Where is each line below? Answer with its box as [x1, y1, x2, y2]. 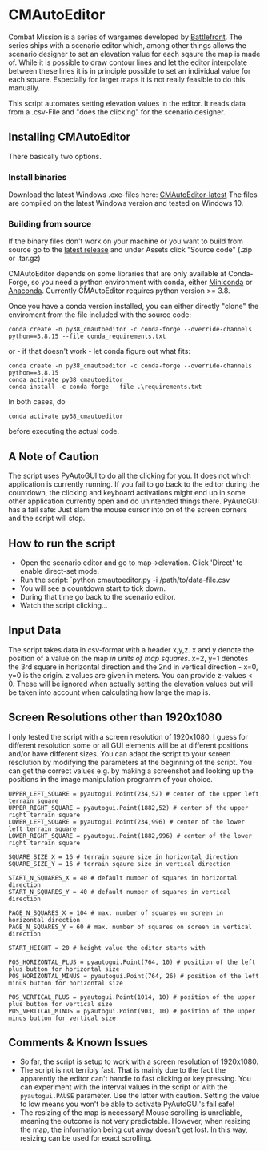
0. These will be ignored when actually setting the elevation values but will [8, 679, 254, 688]
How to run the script [8, 536, 116, 550]
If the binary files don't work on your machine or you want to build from [8, 236, 244, 246]
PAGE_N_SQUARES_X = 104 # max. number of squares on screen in [8, 908, 224, 917]
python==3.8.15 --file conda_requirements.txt [8, 332, 166, 341]
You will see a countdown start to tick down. [19, 583, 166, 593]
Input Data [8, 624, 62, 637]
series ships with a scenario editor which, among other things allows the [8, 40, 246, 50]
